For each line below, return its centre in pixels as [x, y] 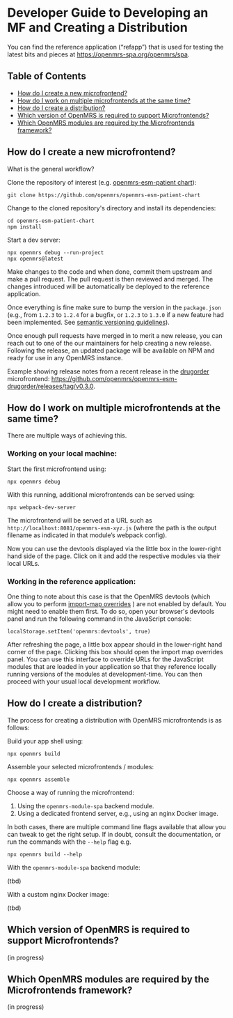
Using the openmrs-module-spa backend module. [86, 805]
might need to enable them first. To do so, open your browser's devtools [111, 611]
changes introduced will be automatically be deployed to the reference [109, 286]
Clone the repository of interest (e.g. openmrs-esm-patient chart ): [102, 182]
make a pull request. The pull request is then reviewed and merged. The [110, 279]
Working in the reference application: [72, 581]
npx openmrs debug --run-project [56, 252]
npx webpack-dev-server [42, 507]
